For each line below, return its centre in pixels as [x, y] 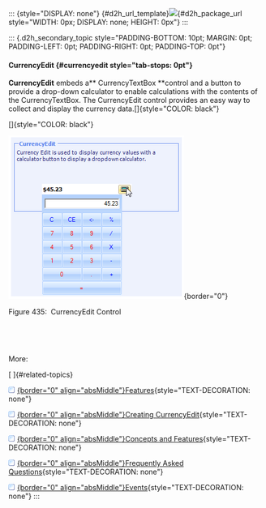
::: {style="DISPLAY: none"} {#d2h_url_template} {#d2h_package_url [125, 13]
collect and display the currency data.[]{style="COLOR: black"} [114, 109]
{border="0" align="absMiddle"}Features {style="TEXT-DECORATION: [134, 391]
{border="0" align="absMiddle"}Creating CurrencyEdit [109, 415]
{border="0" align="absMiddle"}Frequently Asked [101, 463]
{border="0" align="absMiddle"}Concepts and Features [110, 439]
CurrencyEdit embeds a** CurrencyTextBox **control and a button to [125, 83]
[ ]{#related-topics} [41, 375]
